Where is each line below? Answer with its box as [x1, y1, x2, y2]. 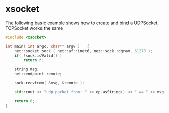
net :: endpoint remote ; [14, 71, 62, 77]
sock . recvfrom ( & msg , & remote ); [14, 81, 85, 86]
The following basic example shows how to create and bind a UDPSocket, [5, 20, 159, 26]
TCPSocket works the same [5, 25, 63, 31]
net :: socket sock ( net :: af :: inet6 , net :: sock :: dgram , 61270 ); [14, 48, 153, 53]
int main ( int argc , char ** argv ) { [5, 44, 90, 49]
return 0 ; [14, 98, 35, 103]
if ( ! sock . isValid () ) [14, 53, 62, 58]
